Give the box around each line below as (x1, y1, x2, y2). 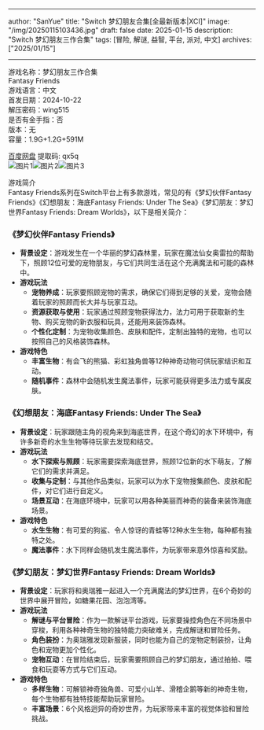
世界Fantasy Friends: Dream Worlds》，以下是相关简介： (8, 208, 189, 216)
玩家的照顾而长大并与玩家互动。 (38, 297, 142, 307)
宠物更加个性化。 (45, 644, 101, 654)
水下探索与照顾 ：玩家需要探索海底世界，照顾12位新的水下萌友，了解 (31, 456, 252, 466)
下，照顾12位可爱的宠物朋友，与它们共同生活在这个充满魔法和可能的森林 (19, 258, 255, 267)
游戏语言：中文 (8, 86, 57, 94)
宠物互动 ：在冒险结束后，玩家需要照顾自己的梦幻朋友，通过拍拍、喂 (31, 654, 252, 664)
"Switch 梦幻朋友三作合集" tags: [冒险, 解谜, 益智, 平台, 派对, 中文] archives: (8, 35, 252, 44)
